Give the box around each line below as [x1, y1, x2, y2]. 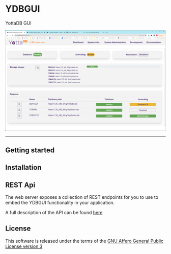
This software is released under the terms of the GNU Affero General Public [5, 238, 164, 244]
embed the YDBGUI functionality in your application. [5, 200, 115, 206]
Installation [5, 163, 42, 172]
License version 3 [5, 243, 43, 249]
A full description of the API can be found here [5, 210, 103, 216]
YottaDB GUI [5, 20, 32, 26]
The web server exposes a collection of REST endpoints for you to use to [5, 194, 159, 200]
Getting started [5, 146, 55, 154]
